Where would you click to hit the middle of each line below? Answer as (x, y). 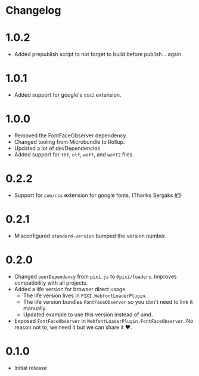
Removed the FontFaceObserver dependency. (71, 135)
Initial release (30, 368)
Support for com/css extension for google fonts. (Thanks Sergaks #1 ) (98, 195)
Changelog (33, 10)
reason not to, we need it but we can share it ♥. (73, 327)
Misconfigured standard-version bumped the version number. (90, 236)
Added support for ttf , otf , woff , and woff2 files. (74, 155)
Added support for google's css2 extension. (68, 95)
